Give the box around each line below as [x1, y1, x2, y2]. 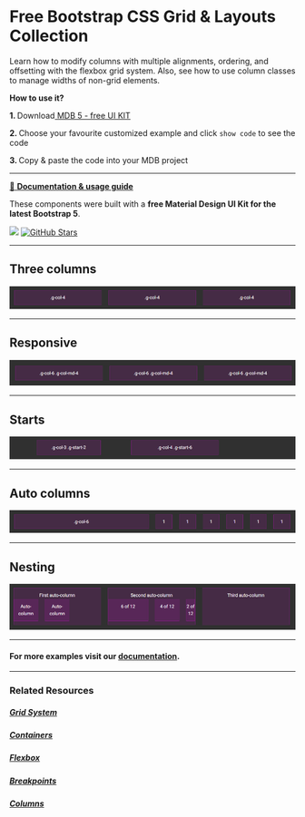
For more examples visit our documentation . [9, 650, 180, 661]
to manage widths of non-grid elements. [9, 74, 161, 85]
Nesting [9, 559, 56, 575]
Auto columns [9, 485, 91, 501]
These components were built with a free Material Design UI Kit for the [9, 198, 277, 209]
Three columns [9, 261, 97, 277]
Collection [9, 25, 89, 46]
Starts [9, 412, 45, 427]
